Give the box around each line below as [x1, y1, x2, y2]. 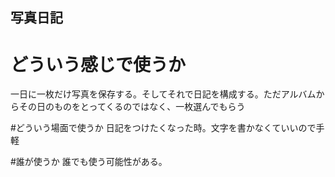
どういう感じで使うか [10, 53, 187, 76]
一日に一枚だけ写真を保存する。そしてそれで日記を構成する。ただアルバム [10, 88, 317, 100]
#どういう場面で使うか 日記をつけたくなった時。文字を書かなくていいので [10, 122, 317, 134]
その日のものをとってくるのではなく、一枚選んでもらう [18, 101, 246, 113]
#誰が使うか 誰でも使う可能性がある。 [10, 156, 168, 168]
